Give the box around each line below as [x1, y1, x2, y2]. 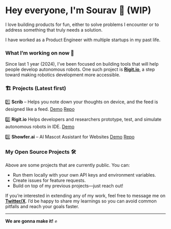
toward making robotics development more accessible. [5, 72, 121, 78]
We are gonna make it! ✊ [5, 218, 58, 224]
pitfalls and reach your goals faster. [5, 203, 79, 209]
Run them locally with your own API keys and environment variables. [12, 171, 156, 178]
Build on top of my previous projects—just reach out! [12, 183, 124, 189]
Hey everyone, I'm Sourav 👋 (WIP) [5, 5, 152, 16]
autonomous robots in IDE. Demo [5, 123, 75, 129]
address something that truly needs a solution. [5, 26, 103, 33]
